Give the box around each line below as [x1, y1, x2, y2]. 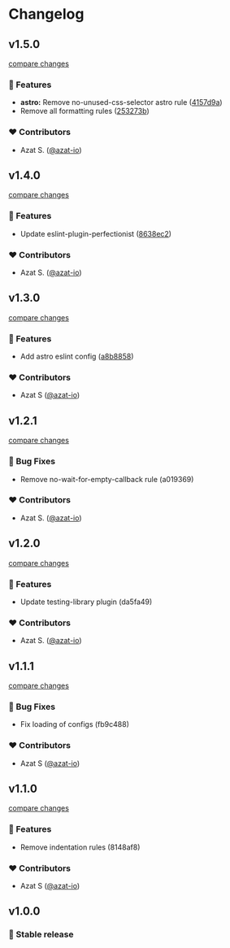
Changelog [8, 5, 85, 24]
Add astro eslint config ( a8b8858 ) [20, 351, 134, 362]
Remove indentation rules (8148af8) [20, 842, 141, 852]
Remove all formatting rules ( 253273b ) [20, 107, 150, 116]
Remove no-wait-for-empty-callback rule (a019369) [20, 474, 194, 484]
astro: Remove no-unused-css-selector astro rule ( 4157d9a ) [20, 98, 223, 107]
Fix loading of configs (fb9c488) [20, 720, 130, 729]
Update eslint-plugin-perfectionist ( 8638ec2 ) [20, 228, 172, 238]
